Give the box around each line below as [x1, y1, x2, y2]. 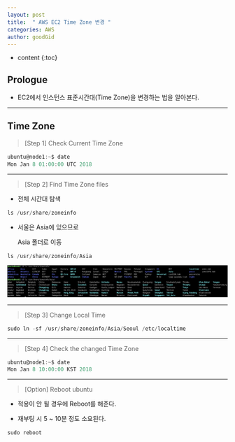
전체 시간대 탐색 [17, 194, 61, 203]
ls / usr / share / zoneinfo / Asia [7, 252, 92, 259]
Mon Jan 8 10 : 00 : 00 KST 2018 [7, 366, 92, 373]
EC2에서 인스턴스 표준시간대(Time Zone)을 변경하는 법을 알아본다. [17, 93, 199, 101]
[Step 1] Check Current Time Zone [24, 138, 124, 147]
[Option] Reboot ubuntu [24, 385, 93, 394]
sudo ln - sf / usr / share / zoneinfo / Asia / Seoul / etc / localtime [7, 325, 187, 332]
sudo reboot [7, 429, 42, 436]
